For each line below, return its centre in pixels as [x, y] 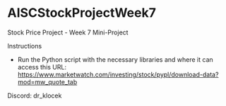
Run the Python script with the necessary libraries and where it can [115, 59]
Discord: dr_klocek [35, 95]
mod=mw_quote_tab [47, 81]
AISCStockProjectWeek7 [82, 13]
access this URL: [42, 67]
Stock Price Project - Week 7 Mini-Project [68, 32]
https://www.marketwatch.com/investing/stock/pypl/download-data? [118, 74]
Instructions [25, 46]
